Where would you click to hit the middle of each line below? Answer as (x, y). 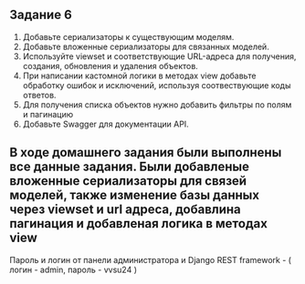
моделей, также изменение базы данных (135, 195)
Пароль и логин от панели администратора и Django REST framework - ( (151, 259)
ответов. (39, 95)
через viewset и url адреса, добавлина (126, 210)
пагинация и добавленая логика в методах (138, 223)
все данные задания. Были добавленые (129, 167)
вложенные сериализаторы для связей (128, 181)
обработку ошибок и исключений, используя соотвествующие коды (157, 85)
